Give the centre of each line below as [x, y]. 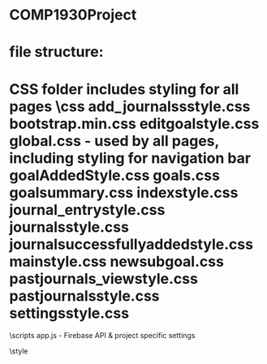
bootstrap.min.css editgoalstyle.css [134, 124]
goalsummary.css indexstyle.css [124, 193]
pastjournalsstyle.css [85, 295]
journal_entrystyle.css [87, 210]
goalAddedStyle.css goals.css [114, 175]
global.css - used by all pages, [114, 141]
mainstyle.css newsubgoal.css [116, 261]
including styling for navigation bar [130, 158]
